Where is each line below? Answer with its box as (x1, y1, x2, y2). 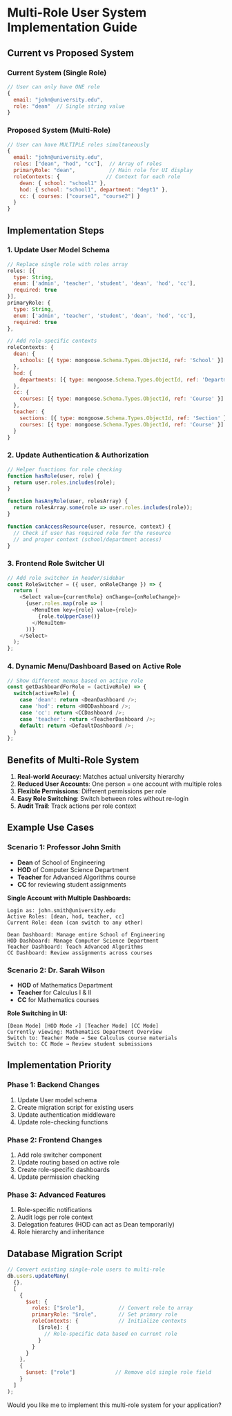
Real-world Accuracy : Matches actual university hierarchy (17, 773, 185, 781)
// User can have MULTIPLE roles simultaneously (7, 141, 150, 148)
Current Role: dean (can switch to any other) (7, 919, 144, 926)
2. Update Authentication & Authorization (7, 451, 149, 460)
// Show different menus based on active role (7, 677, 144, 684)
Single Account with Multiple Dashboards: (7, 894, 131, 902)
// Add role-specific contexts (7, 337, 97, 345)
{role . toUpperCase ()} (37, 613, 100, 620)
